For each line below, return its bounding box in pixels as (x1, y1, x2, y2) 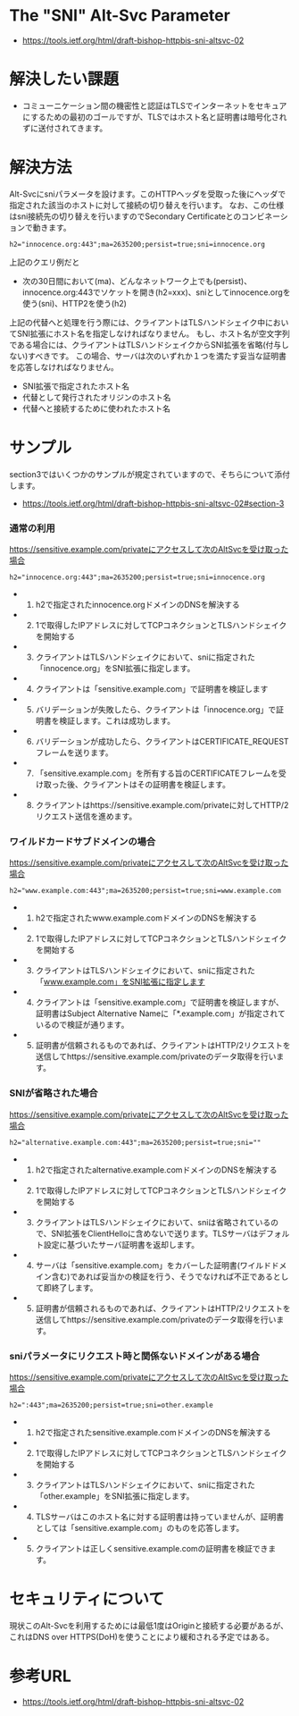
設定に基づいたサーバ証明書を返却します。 (43, 1239, 200, 1249)
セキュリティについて (9, 1589, 165, 1610)
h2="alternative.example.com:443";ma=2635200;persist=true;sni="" (9, 1138, 262, 1147)
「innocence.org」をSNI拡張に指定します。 (35, 663, 195, 674)
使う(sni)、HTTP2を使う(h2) (21, 298, 128, 308)
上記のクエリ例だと (9, 257, 80, 267)
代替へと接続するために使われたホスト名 (21, 403, 171, 414)
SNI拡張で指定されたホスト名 (21, 381, 130, 391)
